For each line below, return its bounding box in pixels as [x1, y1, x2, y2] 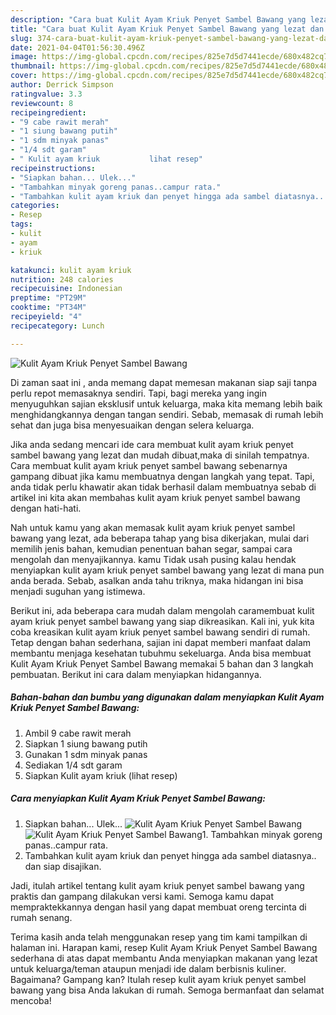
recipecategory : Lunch [10, 321, 105, 331]
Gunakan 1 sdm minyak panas [24, 748, 148, 760]
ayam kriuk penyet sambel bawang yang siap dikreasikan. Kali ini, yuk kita [10, 615, 315, 627]
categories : [10, 201, 60, 211]
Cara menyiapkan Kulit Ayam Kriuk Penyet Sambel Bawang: [10, 792, 266, 805]
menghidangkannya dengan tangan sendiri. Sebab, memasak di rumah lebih [10, 408, 324, 420]
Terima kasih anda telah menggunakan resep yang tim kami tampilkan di [10, 931, 308, 943]
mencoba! [10, 994, 52, 1006]
